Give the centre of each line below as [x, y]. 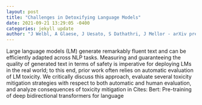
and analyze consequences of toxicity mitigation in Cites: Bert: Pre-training [99, 89]
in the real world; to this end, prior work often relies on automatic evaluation [100, 70]
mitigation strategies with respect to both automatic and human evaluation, [99, 83]
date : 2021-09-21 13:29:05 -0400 [48, 23]
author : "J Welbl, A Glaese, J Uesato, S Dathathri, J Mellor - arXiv [96, 34]
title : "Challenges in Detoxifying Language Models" [74, 17]
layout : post [23, 12]
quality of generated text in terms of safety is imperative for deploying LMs [99, 64]
